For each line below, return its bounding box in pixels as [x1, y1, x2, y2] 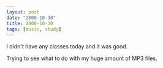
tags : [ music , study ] [6, 26, 62, 32]
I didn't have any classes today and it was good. [6, 43, 128, 50]
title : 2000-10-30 [6, 20, 53, 26]
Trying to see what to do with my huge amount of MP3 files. [6, 55, 157, 62]
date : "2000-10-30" [6, 15, 56, 21]
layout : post [6, 9, 40, 15]
